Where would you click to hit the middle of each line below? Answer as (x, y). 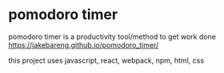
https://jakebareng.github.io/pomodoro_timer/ (84, 44)
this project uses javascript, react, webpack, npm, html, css (106, 60)
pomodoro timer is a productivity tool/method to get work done (112, 36)
